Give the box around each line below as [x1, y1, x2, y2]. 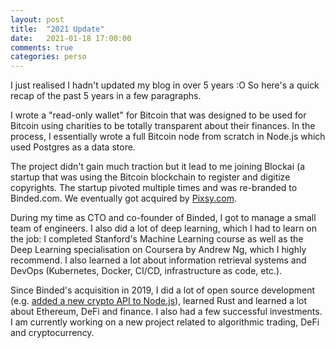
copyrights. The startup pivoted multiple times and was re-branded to [10, 182, 298, 194]
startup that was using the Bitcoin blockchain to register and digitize [10, 171, 291, 183]
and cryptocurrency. [10, 327, 95, 339]
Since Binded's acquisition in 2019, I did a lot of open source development [10, 284, 315, 296]
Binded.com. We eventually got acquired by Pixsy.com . [10, 192, 238, 205]
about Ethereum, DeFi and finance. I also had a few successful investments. [10, 306, 323, 318]
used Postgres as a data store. [10, 141, 136, 153]
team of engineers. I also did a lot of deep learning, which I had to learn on [10, 222, 318, 235]
